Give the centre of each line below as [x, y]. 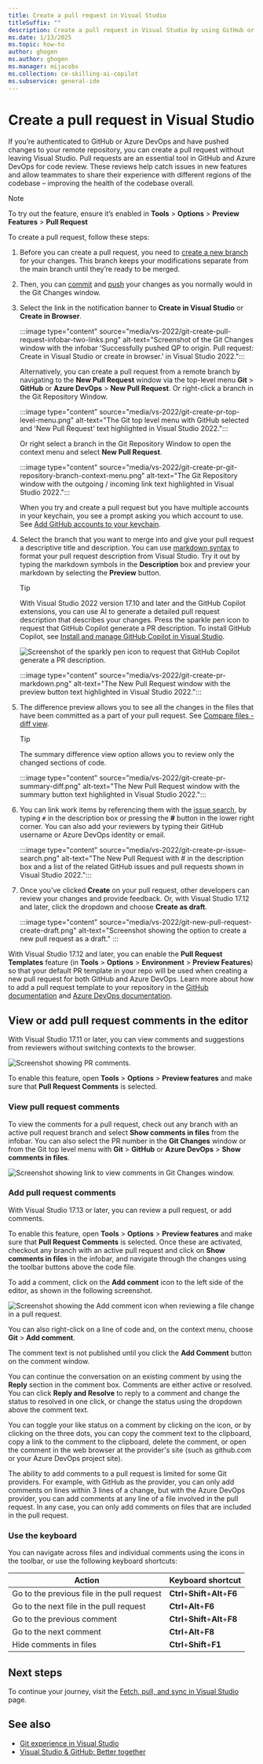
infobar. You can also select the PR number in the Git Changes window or [127, 1141]
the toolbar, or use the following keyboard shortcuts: [93, 1561]
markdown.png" [46, 684]
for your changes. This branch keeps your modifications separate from [134, 261]
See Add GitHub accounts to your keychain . [90, 524]
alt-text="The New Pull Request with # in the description [153, 858]
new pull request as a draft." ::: [69, 939]
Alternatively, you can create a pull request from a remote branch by [130, 372]
